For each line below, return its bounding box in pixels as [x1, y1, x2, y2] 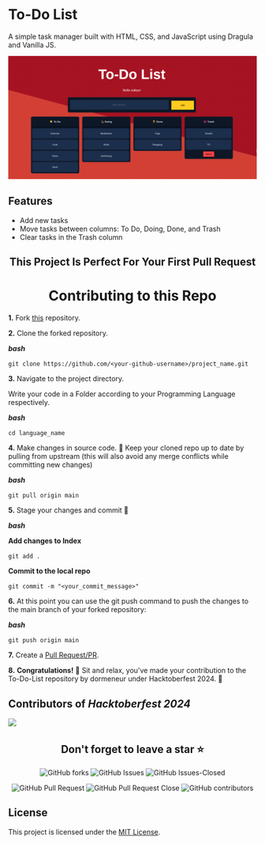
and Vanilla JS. [8, 40, 57, 49]
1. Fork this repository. [8, 313, 81, 323]
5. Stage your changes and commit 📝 [8, 505, 129, 515]
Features [8, 195, 53, 208]
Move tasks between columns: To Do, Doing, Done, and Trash [19, 224, 221, 233]
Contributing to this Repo [48, 287, 217, 305]
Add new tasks [19, 215, 69, 225]
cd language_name [8, 430, 65, 437]
